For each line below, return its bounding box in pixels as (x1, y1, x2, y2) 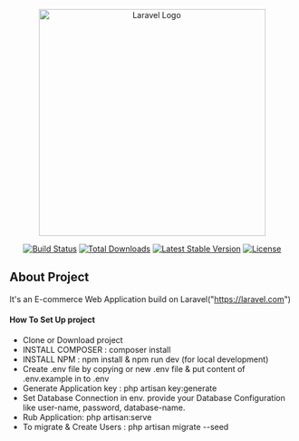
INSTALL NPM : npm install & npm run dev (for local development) (22, 354, 269, 365)
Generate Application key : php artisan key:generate (22, 383, 217, 394)
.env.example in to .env (22, 373, 110, 385)
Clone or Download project (22, 335, 124, 346)
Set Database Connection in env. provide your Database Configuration (22, 393, 285, 404)
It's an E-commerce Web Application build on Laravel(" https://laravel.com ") (9, 293, 292, 304)
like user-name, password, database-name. (22, 402, 186, 413)
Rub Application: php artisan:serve (22, 412, 152, 423)
